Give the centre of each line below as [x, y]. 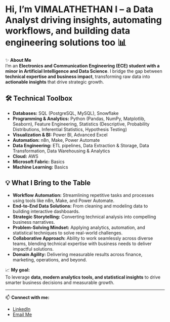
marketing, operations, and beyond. [50, 260]
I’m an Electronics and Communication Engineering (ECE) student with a [82, 66]
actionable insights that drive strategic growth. [55, 82]
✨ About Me [18, 60]
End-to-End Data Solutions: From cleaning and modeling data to [80, 206]
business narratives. [34, 222]
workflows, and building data [68, 31]
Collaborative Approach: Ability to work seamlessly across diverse [83, 238]
